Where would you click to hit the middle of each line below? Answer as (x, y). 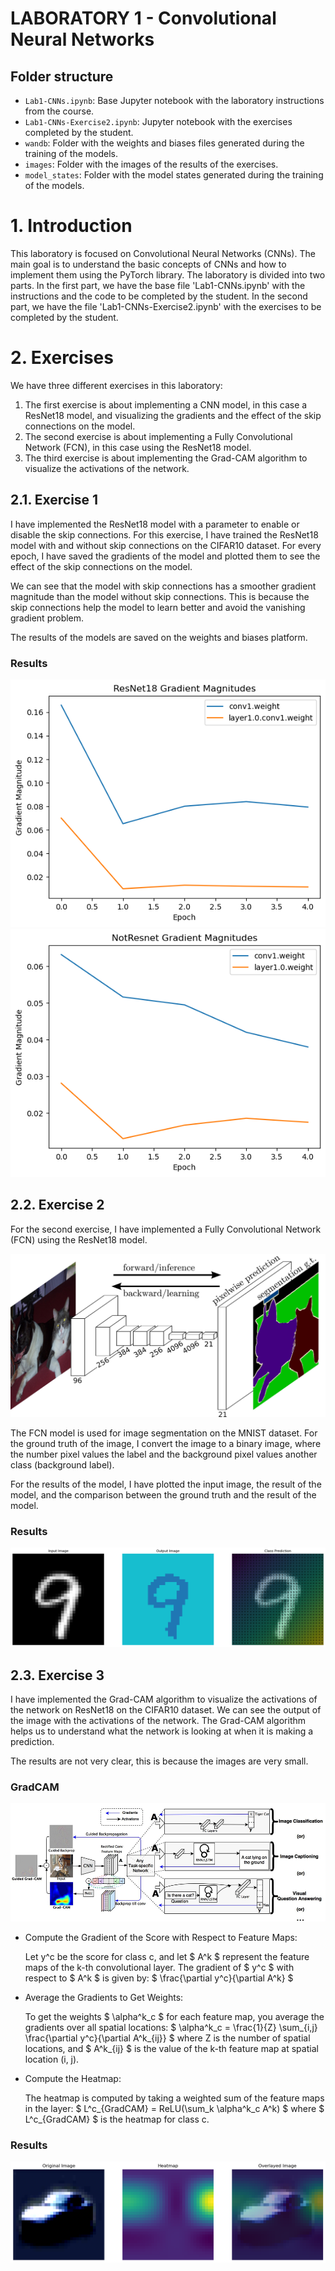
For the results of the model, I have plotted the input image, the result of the (166, 1484)
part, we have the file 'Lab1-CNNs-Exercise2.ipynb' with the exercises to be (166, 306)
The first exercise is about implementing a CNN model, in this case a (166, 404)
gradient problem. (47, 618)
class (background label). (62, 1464)
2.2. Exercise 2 (57, 1205)
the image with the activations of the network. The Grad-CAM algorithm (158, 1720)
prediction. (32, 1741)
